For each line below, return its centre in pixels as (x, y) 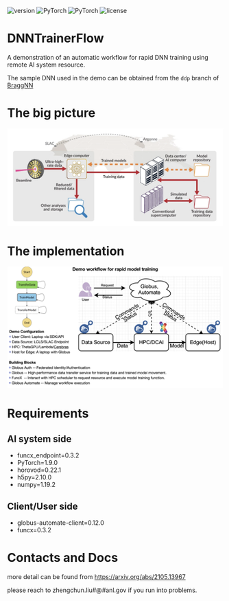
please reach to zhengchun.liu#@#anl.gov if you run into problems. (102, 590)
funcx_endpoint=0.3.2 (48, 455)
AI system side (39, 439)
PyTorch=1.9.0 (37, 463)
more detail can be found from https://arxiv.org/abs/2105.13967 (97, 576)
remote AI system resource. (46, 65)
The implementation (66, 251)
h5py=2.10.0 (34, 477)
